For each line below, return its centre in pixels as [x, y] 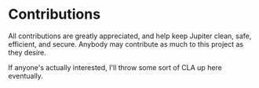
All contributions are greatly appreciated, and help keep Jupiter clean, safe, [130, 36]
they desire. [27, 52]
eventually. [26, 76]
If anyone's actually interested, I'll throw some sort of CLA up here [115, 67]
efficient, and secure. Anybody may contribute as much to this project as [126, 44]
